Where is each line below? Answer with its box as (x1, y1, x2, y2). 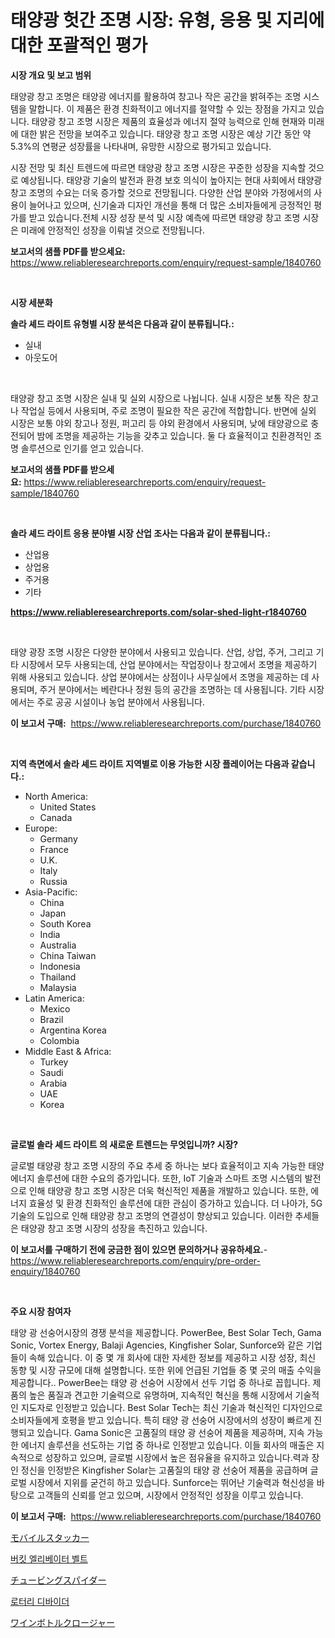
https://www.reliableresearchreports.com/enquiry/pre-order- (10, 1254, 261, 1266)
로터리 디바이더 (10, 1595, 70, 1607)
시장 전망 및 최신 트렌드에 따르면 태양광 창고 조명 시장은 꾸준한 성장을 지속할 (10, 161, 307, 173)
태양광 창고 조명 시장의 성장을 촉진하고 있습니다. (20, 1222, 208, 1234)
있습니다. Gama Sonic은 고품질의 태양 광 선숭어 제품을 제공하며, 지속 (36, 1426, 305, 1438)
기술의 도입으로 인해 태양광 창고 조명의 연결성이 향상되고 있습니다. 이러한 (10, 1209, 293, 1221)
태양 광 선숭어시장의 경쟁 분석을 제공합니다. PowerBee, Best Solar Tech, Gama (10, 1326, 322, 1338)
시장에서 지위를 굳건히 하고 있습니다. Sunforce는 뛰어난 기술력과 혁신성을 (28, 1476, 315, 1488)
